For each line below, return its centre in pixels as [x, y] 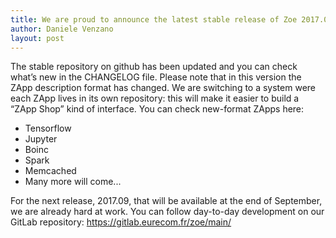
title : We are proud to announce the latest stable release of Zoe [154, 19]
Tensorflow [48, 128]
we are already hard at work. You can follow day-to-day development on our [167, 212]
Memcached [50, 171]
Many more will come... [73, 182]
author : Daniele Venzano [62, 29]
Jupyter [41, 139]
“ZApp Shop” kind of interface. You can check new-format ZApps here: [157, 109]
